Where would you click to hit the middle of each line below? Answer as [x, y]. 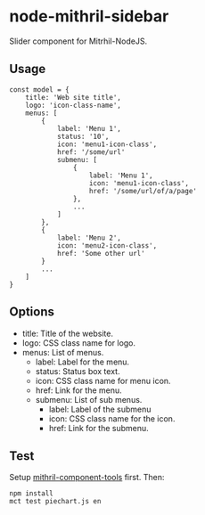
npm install [31, 494]
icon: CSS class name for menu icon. [103, 380]
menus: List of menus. [63, 352]
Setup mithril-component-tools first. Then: [87, 478]
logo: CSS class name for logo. [79, 343]
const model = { [39, 90]
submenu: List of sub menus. [89, 399]
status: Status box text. [78, 371]
